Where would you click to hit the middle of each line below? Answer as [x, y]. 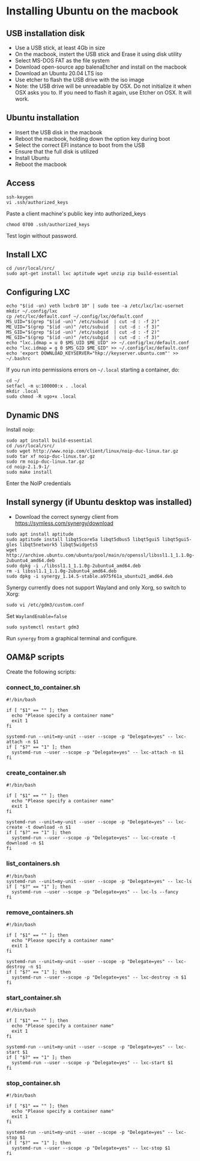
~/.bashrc [19, 359]
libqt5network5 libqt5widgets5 [59, 545]
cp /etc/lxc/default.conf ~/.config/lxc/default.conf [75, 317]
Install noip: [20, 430]
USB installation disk [46, 33]
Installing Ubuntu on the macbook [92, 11]
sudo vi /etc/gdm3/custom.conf [45, 605]
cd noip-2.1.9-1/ [28, 467]
